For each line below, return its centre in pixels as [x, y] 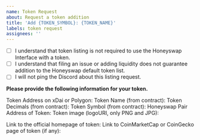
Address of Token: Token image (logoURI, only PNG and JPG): [83, 113]
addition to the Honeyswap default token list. [70, 71]
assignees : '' [24, 34]
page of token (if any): [33, 131]
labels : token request [34, 28]
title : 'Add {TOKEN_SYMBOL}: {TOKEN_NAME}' [61, 23]
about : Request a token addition [48, 17]
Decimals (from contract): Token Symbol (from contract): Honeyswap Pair [97, 107]
